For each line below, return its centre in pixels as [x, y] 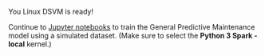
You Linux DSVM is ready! [51, 12]
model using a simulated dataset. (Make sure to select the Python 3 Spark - [133, 36]
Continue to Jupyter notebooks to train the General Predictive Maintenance [132, 27]
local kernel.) [30, 44]
